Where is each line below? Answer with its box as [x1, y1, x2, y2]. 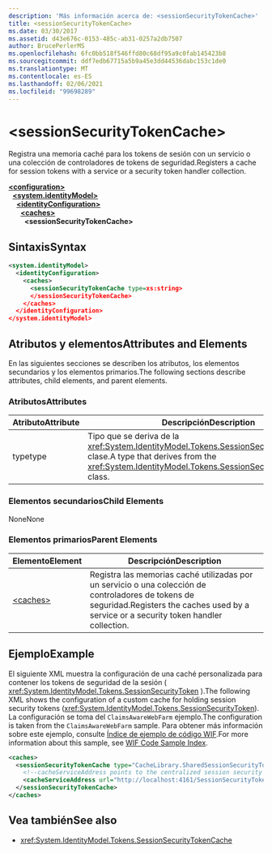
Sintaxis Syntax [8, 240, 87, 254]
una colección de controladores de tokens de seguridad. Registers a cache [8, 157, 257, 167]
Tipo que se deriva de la [87, 431, 180, 442]
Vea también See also [8, 813, 117, 828]
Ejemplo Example [8, 647, 95, 661]
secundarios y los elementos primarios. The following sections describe [8, 367, 246, 377]
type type [12, 451, 47, 463]
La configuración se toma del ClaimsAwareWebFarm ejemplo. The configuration [8, 712, 263, 722]
